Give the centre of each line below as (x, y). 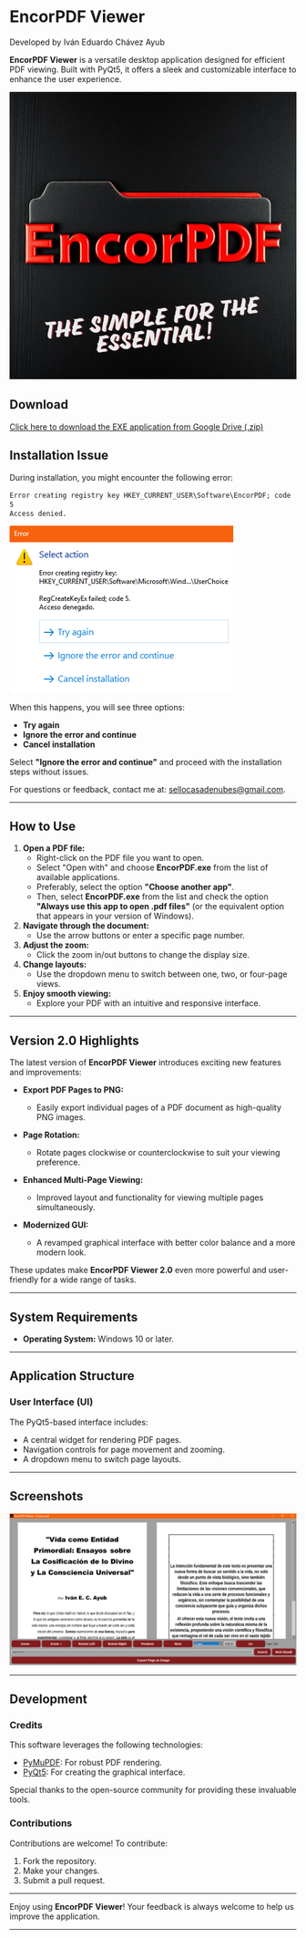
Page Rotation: (51, 1135)
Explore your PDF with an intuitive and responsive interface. (148, 1003)
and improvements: (46, 1073)
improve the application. (55, 1916)
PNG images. (61, 1117)
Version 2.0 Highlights (74, 1040)
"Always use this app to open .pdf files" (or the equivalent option (160, 907)
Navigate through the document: (86, 926)
